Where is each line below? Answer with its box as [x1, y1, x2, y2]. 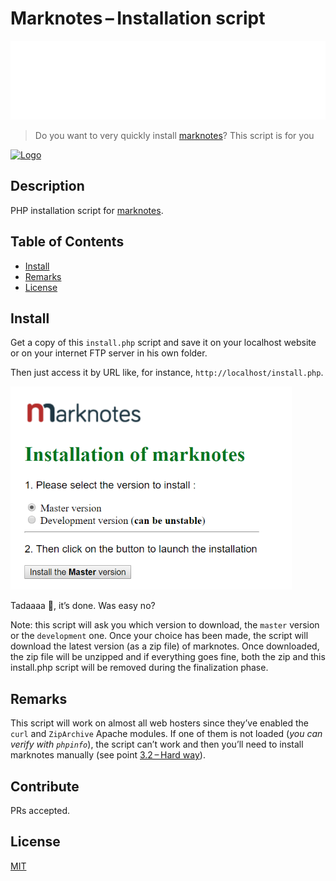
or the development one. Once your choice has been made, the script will [10, 630, 309, 642]
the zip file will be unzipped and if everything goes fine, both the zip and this [10, 651, 326, 663]
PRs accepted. [10, 805, 71, 816]
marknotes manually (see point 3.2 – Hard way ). [10, 749, 206, 761]
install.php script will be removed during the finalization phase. [10, 662, 269, 674]
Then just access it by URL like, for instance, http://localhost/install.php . [10, 367, 324, 379]
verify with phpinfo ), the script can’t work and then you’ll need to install [10, 738, 304, 751]
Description [10, 178, 85, 195]
